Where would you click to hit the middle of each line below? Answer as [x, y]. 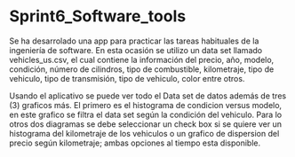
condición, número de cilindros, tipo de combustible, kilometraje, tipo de [142, 69]
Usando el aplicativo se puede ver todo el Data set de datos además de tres [148, 96]
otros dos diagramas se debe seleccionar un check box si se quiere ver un [146, 124]
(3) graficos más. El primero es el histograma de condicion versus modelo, [146, 105]
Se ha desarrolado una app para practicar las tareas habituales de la [134, 41]
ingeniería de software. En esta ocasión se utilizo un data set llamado [136, 50]
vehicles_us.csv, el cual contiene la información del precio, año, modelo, [142, 59]
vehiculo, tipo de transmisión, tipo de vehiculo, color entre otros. [127, 78]
